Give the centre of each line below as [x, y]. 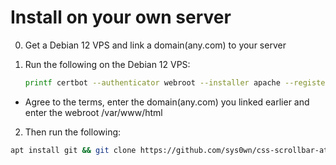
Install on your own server [121, 17]
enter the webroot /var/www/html [93, 112]
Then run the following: [73, 132]
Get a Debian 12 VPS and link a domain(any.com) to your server [155, 45]
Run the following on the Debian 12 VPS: [107, 64]
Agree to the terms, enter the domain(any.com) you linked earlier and [167, 102]
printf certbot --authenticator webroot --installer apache [152, 82]
